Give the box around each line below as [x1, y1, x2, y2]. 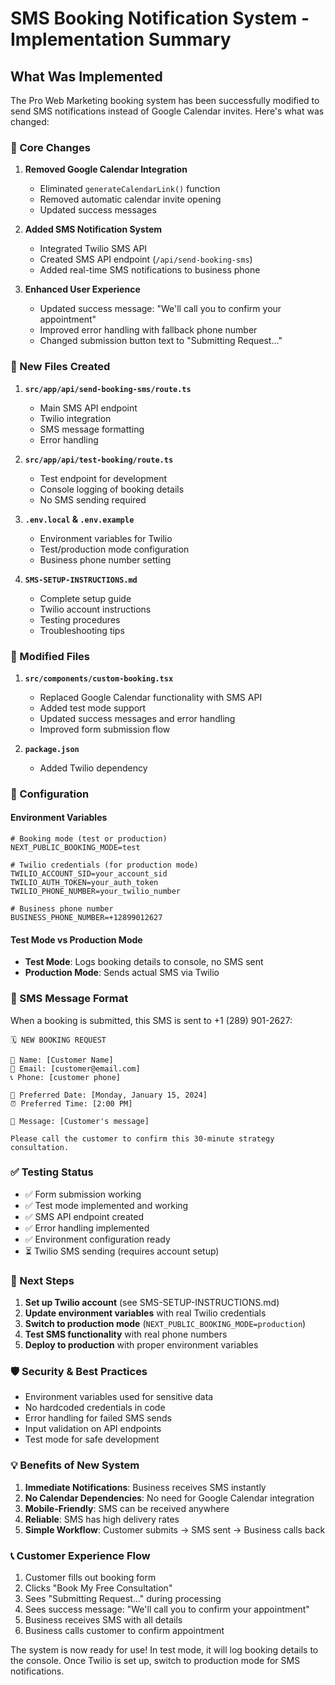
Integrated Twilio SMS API [39, 243, 148, 255]
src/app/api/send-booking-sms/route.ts [24, 384, 192, 394]
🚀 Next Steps [10, 1273, 75, 1287]
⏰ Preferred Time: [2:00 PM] [10, 1098, 133, 1109]
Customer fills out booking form [24, 1572, 157, 1583]
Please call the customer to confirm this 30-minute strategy [10, 1133, 275, 1144]
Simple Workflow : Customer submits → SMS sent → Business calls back [24, 1523, 326, 1536]
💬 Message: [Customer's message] [10, 1116, 150, 1126]
